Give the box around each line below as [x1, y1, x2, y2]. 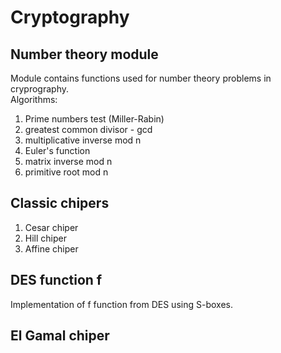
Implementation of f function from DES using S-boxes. [10, 298, 233, 310]
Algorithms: [10, 94, 58, 105]
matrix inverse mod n [24, 156, 113, 167]
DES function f [10, 272, 103, 289]
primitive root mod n [24, 166, 109, 178]
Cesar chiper [24, 221, 79, 233]
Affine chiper [24, 242, 79, 255]
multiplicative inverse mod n [24, 134, 142, 146]
